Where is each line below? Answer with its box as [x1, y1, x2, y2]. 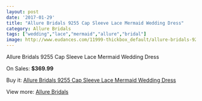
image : [6, 37, 23, 43]
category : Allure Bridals [6, 25, 71, 32]
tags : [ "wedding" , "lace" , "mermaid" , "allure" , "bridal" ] [6, 31, 147, 37]
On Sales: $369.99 [6, 65, 54, 72]
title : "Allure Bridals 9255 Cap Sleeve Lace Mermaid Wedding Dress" [6, 20, 185, 26]
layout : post [6, 8, 39, 15]
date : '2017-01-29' [6, 14, 55, 20]
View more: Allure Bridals [6, 88, 69, 95]
